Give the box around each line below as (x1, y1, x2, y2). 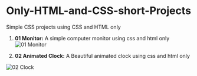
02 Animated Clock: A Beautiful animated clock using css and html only (14, 52, 191, 59)
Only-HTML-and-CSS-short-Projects (6, 4, 192, 18)
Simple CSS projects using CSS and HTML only (6, 23, 121, 30)
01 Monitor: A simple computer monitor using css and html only (14, 34, 170, 42)
